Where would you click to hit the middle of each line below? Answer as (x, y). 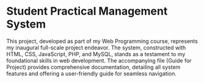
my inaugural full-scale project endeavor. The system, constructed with (96, 48)
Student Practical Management (87, 11)
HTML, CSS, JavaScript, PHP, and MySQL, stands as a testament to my (96, 54)
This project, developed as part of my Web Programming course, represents (102, 41)
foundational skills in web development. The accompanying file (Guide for (99, 60)
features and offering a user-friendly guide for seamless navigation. (92, 73)
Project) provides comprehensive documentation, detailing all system (93, 67)
